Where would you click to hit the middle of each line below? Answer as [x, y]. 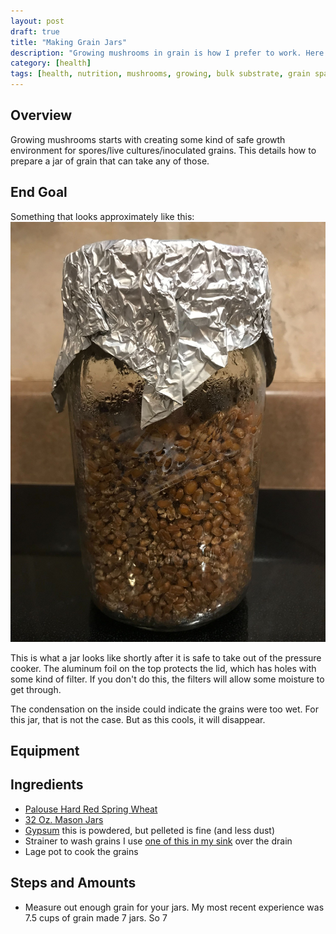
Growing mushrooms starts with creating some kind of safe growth [148, 139]
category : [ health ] [51, 63]
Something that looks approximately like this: [102, 216]
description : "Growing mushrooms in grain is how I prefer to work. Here [167, 53]
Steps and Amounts [73, 883]
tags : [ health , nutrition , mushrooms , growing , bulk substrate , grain [160, 74]
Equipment [45, 751]
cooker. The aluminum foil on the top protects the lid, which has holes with [163, 668]
